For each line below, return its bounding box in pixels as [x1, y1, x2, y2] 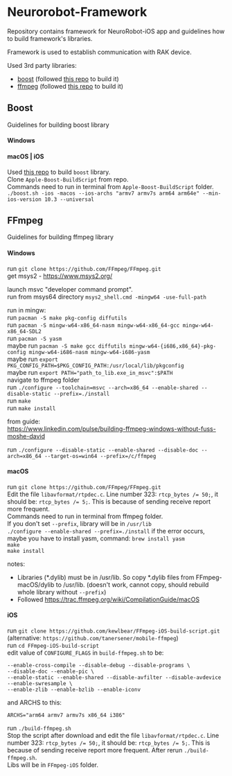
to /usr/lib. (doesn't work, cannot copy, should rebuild [55, 580, 209, 589]
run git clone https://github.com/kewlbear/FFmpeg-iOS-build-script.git [7, 626, 220, 635]
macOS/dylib [17, 580, 55, 589]
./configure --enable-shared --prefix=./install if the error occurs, [7, 527, 206, 535]
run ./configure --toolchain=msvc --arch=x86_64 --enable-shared [7, 382, 199, 391]
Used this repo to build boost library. [7, 168, 111, 176]
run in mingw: [7, 306, 46, 314]
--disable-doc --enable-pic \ [7, 668, 95, 675]
